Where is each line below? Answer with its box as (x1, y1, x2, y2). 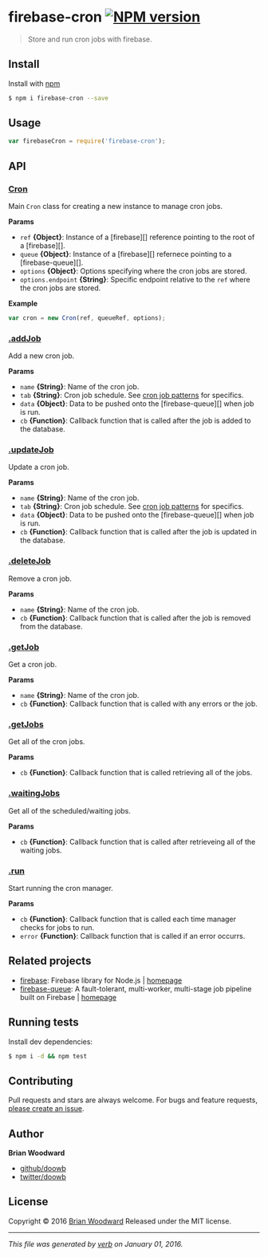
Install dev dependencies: (8, 1037, 93, 1046)
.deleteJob (8, 555, 52, 566)
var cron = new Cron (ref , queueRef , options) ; (8, 314, 166, 322)
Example (8, 299, 38, 308)
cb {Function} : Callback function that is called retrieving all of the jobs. (19, 768, 253, 778)
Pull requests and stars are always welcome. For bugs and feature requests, (8, 1095, 258, 1105)
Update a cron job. (8, 463, 69, 472)
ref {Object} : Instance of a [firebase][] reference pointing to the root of (19, 232, 255, 242)
